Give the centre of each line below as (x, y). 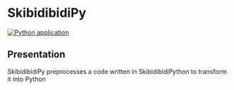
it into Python (27, 79)
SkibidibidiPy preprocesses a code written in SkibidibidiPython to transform (117, 71)
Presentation (36, 54)
